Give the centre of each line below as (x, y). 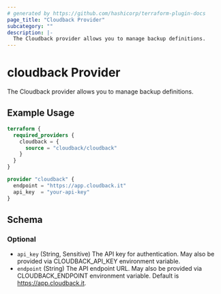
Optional (21, 239)
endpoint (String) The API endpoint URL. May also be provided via (109, 269)
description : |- (30, 32)
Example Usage (41, 113)
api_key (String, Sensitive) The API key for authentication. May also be (116, 254)
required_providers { (44, 135)
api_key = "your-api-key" (51, 192)
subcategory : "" (30, 26)
